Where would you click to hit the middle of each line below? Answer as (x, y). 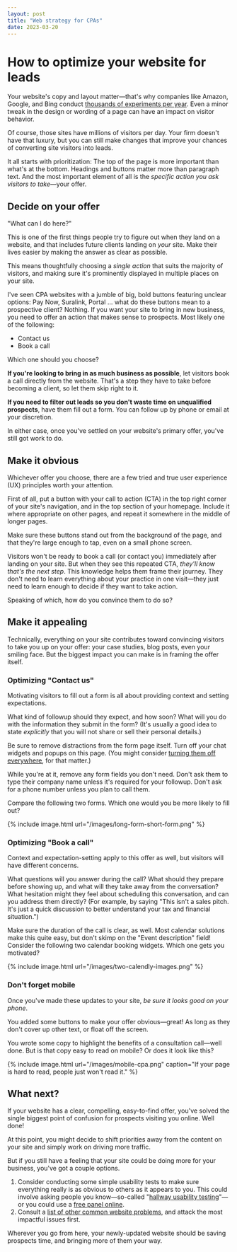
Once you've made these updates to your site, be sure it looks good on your (118, 1000)
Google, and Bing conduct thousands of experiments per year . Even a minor (118, 104)
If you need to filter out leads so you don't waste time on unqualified (110, 402)
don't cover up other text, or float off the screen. (78, 1029)
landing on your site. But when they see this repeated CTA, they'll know (111, 564)
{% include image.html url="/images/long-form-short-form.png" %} (106, 824)
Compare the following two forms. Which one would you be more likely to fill (118, 803)
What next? (33, 1094)
